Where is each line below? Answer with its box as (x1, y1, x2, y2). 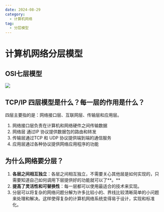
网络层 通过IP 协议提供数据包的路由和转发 (12, 129, 97, 135)
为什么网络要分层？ (5, 157, 64, 165)
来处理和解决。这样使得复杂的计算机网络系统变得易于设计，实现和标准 (12, 195, 155, 201)
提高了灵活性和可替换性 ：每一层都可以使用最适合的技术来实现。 (12, 183, 142, 189)
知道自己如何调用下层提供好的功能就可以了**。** (21, 177, 121, 183)
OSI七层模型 (5, 70, 42, 78)
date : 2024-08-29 (5, 7, 41, 12)
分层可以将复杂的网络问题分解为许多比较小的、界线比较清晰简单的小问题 (12, 189, 159, 195)
